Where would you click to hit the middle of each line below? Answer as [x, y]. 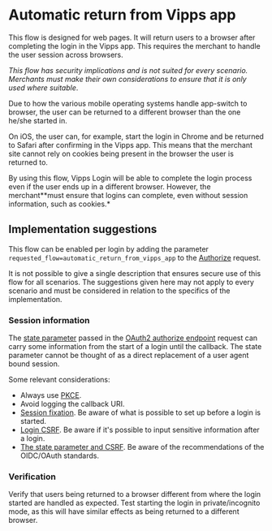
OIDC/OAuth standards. [60, 455]
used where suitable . [43, 88]
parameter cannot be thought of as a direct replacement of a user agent [129, 356]
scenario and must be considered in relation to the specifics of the [119, 291]
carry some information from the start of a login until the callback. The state [135, 347]
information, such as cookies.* [60, 204]
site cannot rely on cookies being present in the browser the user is [121, 153]
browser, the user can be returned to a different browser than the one [125, 112]
